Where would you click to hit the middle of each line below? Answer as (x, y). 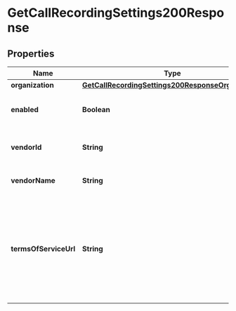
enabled (25, 110)
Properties (31, 54)
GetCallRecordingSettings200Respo (116, 13)
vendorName (33, 180)
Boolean (96, 110)
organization (33, 85)
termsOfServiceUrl (43, 249)
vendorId (26, 147)
